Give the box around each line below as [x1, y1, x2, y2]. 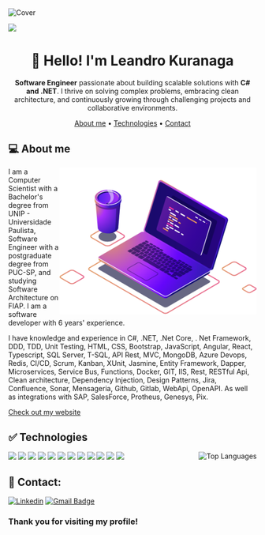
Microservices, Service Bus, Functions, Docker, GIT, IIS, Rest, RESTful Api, [8, 367, 250, 377]
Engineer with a [8, 243, 59, 252]
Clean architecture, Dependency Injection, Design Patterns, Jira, [8, 375, 217, 385]
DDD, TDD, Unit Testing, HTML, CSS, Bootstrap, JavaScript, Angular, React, [8, 342, 253, 352]
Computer [8, 175, 41, 185]
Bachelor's [8, 192, 43, 202]
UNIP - [8, 209, 31, 219]
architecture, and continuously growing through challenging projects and [14, 94, 251, 104]
